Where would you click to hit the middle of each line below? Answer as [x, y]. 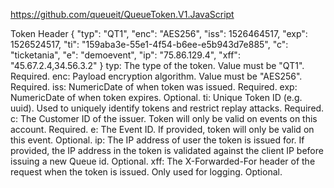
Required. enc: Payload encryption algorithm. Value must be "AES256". [156, 76]
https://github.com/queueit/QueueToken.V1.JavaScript [122, 14]
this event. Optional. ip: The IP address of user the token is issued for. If [157, 140]
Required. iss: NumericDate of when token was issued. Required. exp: [154, 87]
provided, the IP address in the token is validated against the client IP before [167, 150]
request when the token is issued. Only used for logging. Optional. [146, 172]
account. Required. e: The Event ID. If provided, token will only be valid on [162, 129]
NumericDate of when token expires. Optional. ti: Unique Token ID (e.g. [156, 97]
